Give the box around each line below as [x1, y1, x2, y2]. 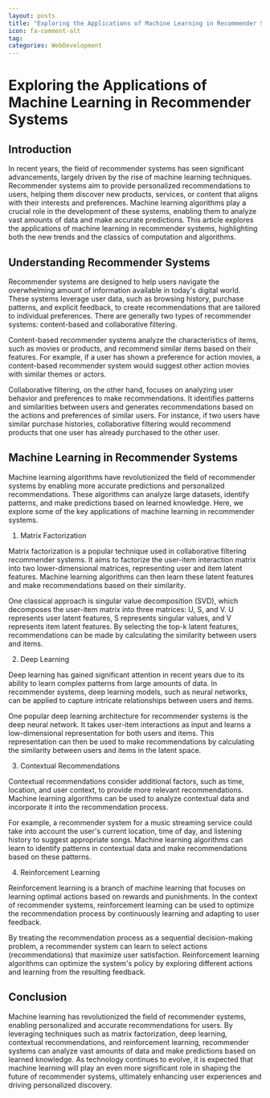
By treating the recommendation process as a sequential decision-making [8, 932, 253, 942]
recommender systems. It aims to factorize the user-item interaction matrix [8, 554, 256, 564]
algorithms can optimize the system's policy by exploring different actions [8, 958, 253, 968]
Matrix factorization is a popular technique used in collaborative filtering [8, 546, 247, 556]
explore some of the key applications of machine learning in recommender [8, 506, 255, 516]
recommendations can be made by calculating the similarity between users [8, 630, 257, 639]
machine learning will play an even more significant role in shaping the [8, 1063, 241, 1072]
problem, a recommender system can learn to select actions [8, 941, 207, 951]
